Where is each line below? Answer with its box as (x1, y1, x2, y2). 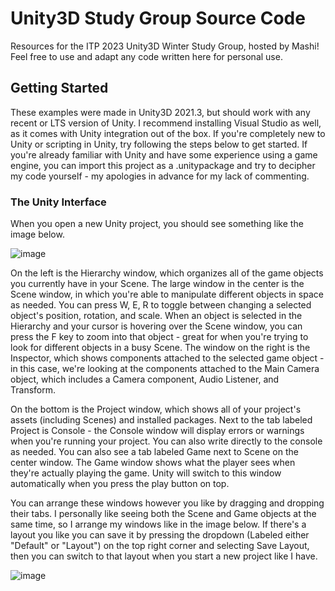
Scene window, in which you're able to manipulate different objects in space (10, 288, 324, 301)
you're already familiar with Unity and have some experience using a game (10, 148, 318, 161)
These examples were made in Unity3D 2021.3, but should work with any (10, 106, 311, 118)
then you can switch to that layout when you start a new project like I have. (10, 550, 318, 562)
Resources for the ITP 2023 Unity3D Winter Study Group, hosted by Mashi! (10, 40, 320, 52)
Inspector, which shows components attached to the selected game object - (10, 352, 325, 364)
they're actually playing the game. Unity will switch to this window (10, 467, 282, 479)
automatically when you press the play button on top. (10, 478, 230, 490)
